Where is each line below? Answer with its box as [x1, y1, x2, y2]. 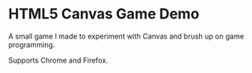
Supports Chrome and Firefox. [8, 55, 108, 65]
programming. [8, 39, 55, 49]
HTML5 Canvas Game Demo [8, 5, 200, 23]
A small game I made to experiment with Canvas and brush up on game [8, 31, 245, 41]
